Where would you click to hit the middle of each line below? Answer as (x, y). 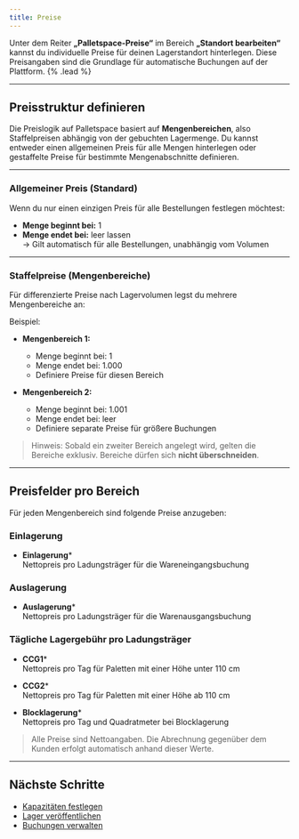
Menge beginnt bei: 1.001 (81, 409)
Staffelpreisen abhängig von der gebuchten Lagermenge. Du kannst (134, 138)
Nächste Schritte (57, 785)
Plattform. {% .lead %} (50, 71)
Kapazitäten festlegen (62, 806)
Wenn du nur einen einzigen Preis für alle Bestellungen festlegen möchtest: (147, 208)
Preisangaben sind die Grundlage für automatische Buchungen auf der (139, 61)
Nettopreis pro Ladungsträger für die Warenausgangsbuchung (137, 617)
